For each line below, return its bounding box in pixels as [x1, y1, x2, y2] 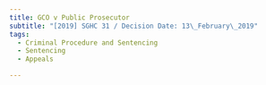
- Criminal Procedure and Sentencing [17, 38, 159, 47]
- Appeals [17, 55, 54, 64]
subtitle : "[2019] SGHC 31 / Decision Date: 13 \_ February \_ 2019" [9, 21, 258, 30]
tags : [9, 30, 30, 38]
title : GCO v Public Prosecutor [9, 13, 130, 22]
